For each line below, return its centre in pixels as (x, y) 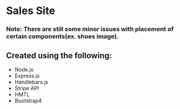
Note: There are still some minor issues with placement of (90, 29)
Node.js (24, 69)
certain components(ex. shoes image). (62, 36)
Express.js (27, 76)
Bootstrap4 (28, 100)
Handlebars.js (31, 82)
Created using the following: (59, 55)
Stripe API (27, 88)
